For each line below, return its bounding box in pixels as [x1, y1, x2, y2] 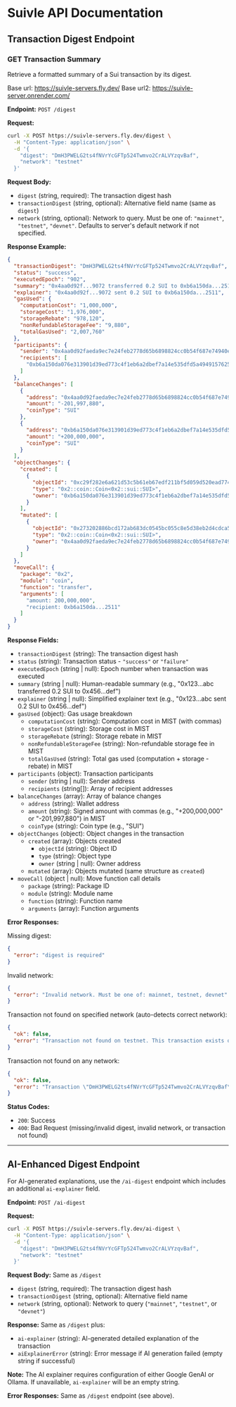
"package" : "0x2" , [20, 571, 74, 578]
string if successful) [17, 1357, 76, 1365]
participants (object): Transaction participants [17, 770, 154, 778]
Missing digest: [7, 932, 51, 940]
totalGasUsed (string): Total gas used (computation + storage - [27, 754, 209, 763]
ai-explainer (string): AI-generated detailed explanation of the [17, 1334, 199, 1343]
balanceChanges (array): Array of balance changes [17, 792, 162, 800]
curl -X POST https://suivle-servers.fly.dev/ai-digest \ [7, 1225, 181, 1233]
